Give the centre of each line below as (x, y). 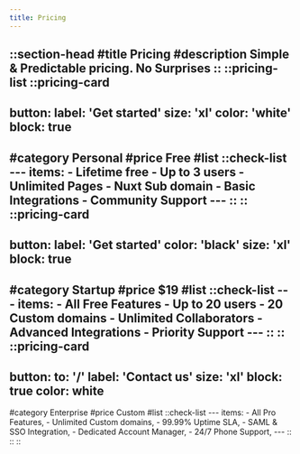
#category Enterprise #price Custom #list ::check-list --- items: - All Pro (143, 412)
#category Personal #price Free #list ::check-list (148, 158)
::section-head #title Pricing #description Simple (150, 55)
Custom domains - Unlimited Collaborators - (136, 318)
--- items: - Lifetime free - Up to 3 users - (127, 172)
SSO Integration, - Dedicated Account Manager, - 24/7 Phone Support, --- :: (150, 432)
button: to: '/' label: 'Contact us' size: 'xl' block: (146, 377)
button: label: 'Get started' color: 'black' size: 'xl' (150, 245)
